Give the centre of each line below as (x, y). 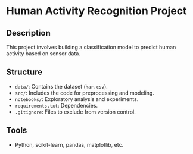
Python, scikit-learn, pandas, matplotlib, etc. (69, 144)
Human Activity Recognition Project (96, 11)
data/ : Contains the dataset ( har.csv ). (61, 86)
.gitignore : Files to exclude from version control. (75, 112)
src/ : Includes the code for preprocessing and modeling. (85, 93)
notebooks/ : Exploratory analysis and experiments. (77, 99)
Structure (24, 72)
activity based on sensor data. (43, 54)
